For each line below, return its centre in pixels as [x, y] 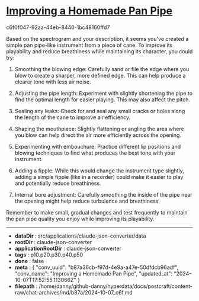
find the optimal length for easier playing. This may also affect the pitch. [102, 100]
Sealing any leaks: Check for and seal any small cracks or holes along [100, 111]
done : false [29, 261]
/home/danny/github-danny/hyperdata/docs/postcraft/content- [116, 286]
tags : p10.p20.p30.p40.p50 [49, 254]
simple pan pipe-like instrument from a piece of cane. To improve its [89, 45]
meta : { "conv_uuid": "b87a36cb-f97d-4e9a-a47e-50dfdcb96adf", [97, 267]
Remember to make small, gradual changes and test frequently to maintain [97, 212]
